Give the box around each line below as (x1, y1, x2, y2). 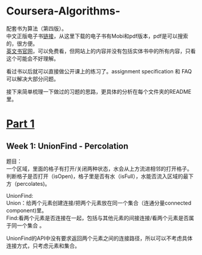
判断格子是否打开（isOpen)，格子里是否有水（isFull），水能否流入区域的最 (6, 173, 189, 180)
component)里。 (6, 206, 47, 214)
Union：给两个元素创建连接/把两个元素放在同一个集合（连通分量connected (6, 199, 192, 206)
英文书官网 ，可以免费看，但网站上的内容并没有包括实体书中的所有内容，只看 (6, 47, 196, 55)
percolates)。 (16, 180, 50, 187)
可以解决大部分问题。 (6, 75, 59, 82)
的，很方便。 (6, 40, 38, 47)
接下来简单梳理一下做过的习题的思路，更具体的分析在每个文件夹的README (6, 88, 192, 95)
